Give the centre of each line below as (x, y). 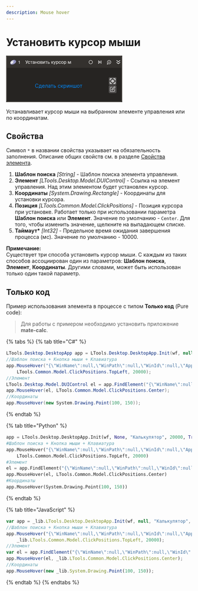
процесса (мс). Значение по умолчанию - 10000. (76, 237)
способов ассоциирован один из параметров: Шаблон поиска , (86, 261)
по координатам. (27, 117)
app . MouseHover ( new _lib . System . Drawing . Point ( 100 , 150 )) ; (80, 571)
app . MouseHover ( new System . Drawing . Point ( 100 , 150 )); (74, 403)
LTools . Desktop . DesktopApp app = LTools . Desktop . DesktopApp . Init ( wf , (93, 353)
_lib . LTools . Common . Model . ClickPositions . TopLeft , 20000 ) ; (91, 540)
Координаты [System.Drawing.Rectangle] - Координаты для (90, 193)
